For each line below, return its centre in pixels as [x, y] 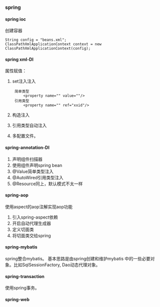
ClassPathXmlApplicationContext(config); [48, 49]
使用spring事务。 [22, 288]
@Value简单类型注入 [33, 171]
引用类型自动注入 [29, 126]
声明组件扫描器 [27, 159]
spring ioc [15, 19]
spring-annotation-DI [27, 147]
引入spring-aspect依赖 [35, 217]
